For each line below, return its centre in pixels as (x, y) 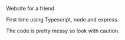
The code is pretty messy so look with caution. (63, 31)
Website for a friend (30, 8)
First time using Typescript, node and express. (63, 19)
